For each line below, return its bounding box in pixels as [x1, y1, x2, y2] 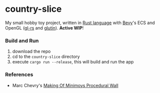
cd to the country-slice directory [12, 54, 80, 60]
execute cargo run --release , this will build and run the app [12, 59, 134, 65]
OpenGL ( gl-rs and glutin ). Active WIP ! [5, 25, 84, 31]
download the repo [12, 48, 51, 55]
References [5, 71, 33, 78]
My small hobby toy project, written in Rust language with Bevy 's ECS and [5, 20, 155, 26]
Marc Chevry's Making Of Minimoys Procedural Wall [12, 82, 119, 88]
